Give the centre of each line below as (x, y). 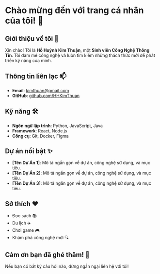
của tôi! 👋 (24, 21)
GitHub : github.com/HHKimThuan (46, 96)
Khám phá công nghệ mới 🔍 (40, 238)
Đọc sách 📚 (24, 216)
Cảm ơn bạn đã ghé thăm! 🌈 (47, 255)
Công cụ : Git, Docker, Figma (40, 136)
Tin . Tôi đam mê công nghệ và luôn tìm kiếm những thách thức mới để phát (80, 55)
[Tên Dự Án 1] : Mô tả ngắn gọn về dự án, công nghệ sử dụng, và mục (81, 163)
